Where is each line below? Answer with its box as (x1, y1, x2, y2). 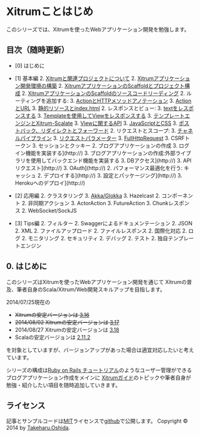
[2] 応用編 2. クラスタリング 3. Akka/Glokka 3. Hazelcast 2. (14, 192, 161, 199)
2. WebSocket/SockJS (21, 207, 77, 214)
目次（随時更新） (6, 45, 69, 55)
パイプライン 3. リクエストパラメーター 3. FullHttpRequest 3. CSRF (20, 135, 185, 142)
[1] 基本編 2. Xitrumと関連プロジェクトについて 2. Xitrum (14, 75, 154, 82)
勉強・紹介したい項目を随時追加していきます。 (6, 381, 121, 389)
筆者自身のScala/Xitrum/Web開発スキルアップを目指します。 (16, 286, 166, 293)
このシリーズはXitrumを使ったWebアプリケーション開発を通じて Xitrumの (6, 278, 187, 285)
